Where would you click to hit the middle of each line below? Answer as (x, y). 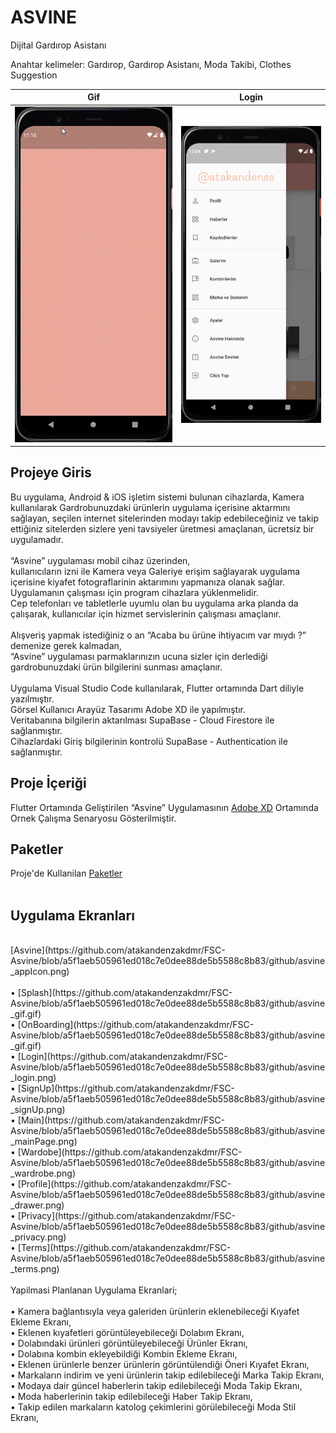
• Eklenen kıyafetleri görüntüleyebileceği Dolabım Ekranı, (127, 1333)
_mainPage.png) (44, 1142)
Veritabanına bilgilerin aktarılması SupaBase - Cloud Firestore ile (142, 720)
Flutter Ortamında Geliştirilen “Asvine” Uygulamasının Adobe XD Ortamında (164, 807)
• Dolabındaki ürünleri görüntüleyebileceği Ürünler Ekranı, (129, 1343)
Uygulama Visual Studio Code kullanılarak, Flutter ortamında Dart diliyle (157, 688)
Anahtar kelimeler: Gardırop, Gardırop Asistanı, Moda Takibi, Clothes (151, 64)
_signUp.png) (38, 1110)
